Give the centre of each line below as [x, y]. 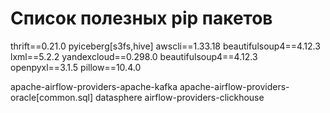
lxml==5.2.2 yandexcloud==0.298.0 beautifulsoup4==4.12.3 [134, 56]
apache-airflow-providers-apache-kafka [94, 86]
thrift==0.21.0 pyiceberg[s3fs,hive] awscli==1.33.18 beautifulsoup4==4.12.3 [165, 46]
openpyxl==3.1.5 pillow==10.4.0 [76, 67]
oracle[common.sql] [52, 97]
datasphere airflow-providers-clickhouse [180, 97]
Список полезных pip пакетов [141, 18]
